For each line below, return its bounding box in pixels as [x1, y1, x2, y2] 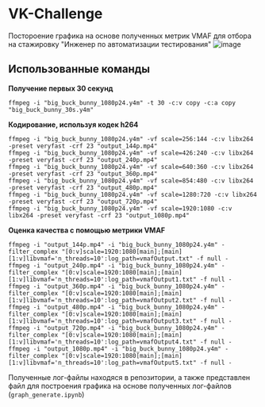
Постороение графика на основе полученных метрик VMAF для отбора [8, 31, 252, 40]
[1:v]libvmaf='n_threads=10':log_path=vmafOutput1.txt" [8, 275, 197, 283]
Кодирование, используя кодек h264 [8, 120, 139, 129]
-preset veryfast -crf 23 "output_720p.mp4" [8, 198, 158, 205]
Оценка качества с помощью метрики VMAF [8, 225, 166, 235]
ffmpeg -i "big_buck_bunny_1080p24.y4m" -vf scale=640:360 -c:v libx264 [8, 163, 254, 171]
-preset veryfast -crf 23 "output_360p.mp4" [8, 170, 158, 178]
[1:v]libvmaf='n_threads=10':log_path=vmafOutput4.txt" [8, 338, 197, 346]
